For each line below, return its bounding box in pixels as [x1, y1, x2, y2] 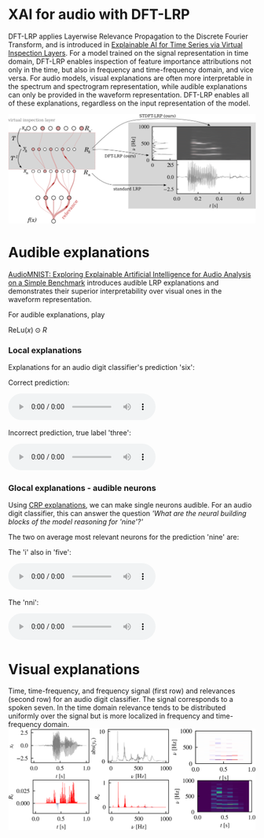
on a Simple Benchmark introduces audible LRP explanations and [8, 278, 219, 287]
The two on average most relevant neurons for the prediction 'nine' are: [8, 533, 240, 542]
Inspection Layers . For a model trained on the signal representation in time [8, 48, 249, 57]
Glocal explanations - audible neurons [8, 482, 156, 493]
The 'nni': [8, 598, 39, 607]
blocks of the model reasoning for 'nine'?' [8, 517, 144, 526]
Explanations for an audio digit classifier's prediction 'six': [8, 363, 195, 372]
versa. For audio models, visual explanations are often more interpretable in [8, 73, 253, 83]
